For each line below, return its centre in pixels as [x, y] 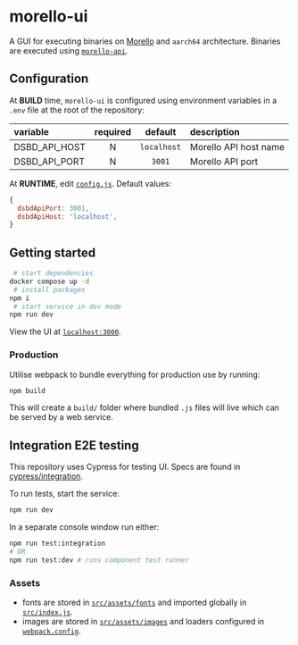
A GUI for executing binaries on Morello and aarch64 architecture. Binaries [145, 41]
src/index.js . [47, 612]
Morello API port [224, 161]
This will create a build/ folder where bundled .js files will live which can [144, 407]
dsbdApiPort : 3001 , [54, 208]
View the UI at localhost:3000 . [66, 331]
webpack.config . [52, 631]
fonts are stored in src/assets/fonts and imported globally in [134, 603]
